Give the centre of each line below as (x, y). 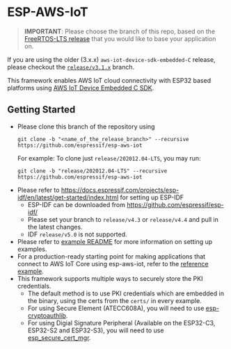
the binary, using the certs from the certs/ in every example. (114, 300)
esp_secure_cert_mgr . (59, 337)
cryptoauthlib (47, 315)
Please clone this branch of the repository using (86, 127)
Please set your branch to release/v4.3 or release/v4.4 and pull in (123, 219)
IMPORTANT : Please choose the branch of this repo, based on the (120, 31)
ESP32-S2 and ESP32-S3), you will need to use (96, 330)
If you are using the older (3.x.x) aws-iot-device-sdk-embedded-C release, (111, 59)
